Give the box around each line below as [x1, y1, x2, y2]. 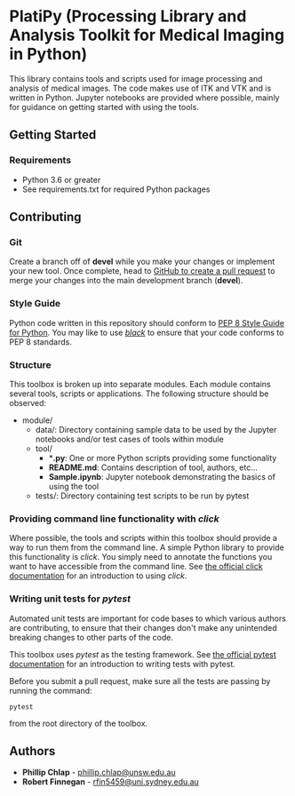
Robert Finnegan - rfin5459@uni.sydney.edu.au [21, 776, 200, 787]
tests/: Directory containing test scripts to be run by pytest [35, 490, 250, 501]
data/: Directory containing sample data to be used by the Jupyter [35, 424, 277, 434]
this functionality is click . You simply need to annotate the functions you [9, 552, 273, 562]
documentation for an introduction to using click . [9, 570, 187, 581]
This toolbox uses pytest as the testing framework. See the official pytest [9, 649, 277, 659]
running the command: [9, 685, 92, 696]
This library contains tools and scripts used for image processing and [9, 73, 263, 84]
